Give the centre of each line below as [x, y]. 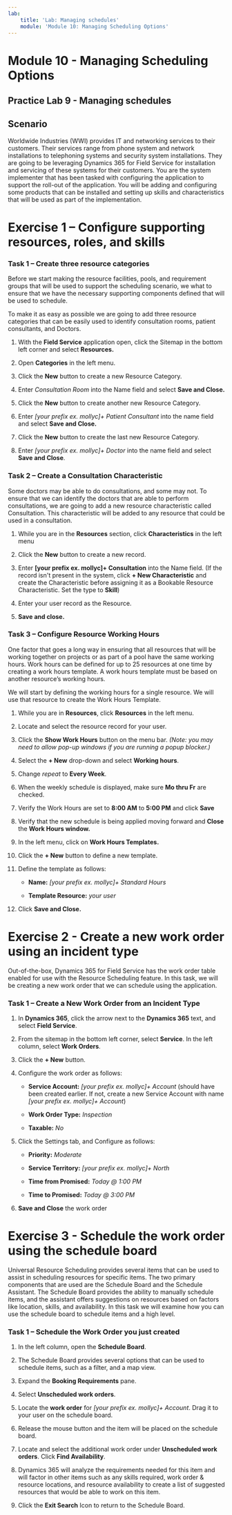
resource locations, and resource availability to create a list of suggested [121, 1485]
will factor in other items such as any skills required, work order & [111, 1477]
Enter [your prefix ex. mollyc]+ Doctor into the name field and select [114, 450]
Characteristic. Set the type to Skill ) [69, 590]
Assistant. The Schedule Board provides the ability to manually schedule [111, 1292]
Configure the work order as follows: [70, 1073]
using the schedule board [83, 1251]
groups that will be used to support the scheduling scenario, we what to [110, 286]
